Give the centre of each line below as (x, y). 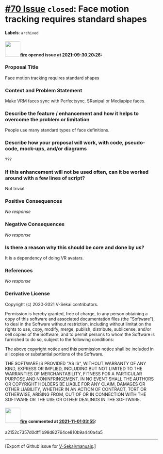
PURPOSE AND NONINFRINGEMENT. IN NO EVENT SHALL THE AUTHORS (80, 379)
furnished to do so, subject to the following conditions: (59, 339)
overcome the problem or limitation (47, 120)
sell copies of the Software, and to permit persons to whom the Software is (80, 334)
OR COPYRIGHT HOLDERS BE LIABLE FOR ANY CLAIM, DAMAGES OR (75, 384)
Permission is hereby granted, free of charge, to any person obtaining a (76, 313)
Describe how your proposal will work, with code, (64, 143)
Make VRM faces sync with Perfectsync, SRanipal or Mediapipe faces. (75, 101)
